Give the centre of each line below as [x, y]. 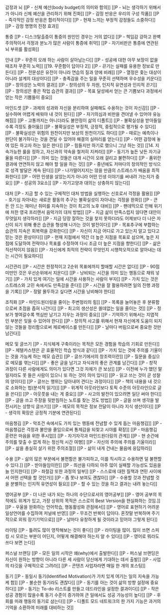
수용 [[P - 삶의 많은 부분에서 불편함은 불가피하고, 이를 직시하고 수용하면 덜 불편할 [83, 459]
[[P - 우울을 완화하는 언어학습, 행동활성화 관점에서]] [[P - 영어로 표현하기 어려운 [83, 507]
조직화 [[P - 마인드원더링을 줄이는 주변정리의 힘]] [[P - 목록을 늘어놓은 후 [76, 302]
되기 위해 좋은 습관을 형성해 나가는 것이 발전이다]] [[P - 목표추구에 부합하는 [87, 225]
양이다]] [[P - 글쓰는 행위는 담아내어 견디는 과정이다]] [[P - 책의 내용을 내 [81, 381]
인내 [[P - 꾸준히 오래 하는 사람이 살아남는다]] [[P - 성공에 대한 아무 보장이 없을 [82, 60]
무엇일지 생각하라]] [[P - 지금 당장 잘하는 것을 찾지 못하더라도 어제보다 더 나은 [81, 218]
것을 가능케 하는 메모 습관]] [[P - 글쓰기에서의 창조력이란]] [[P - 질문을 [79, 356]
